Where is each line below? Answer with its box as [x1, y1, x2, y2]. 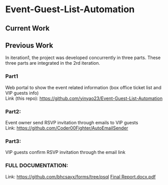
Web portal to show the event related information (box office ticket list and [5, 84, 162, 90]
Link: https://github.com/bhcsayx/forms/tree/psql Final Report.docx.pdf [5, 173, 156, 179]
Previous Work [5, 41, 54, 49]
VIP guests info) [5, 90, 39, 96]
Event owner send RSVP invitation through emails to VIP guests [5, 119, 138, 125]
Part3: [5, 138, 21, 145]
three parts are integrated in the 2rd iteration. [5, 60, 101, 66]
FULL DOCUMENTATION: [5, 162, 68, 169]
